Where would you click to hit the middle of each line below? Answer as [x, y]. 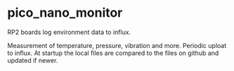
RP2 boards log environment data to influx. [69, 32]
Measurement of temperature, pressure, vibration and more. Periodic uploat [117, 45]
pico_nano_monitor [65, 13]
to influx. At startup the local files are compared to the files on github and [113, 53]
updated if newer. [33, 60]
